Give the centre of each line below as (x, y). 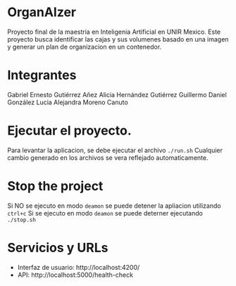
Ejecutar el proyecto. (69, 131)
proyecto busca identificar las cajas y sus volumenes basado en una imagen (118, 39)
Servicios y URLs (58, 248)
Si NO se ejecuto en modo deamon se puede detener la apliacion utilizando (114, 206)
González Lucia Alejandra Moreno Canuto (68, 102)
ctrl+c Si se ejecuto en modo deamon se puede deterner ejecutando (105, 213)
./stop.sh (22, 220)
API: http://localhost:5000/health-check (75, 275)
